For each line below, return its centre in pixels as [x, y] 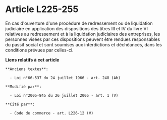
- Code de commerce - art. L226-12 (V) [52, 113]
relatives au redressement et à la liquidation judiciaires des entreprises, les [83, 34]
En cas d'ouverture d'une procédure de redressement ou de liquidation [79, 23]
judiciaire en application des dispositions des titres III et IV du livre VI [76, 28]
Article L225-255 [42, 9]
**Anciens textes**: [27, 69]
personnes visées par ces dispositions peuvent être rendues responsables [83, 39]
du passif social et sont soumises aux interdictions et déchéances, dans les [84, 44]
